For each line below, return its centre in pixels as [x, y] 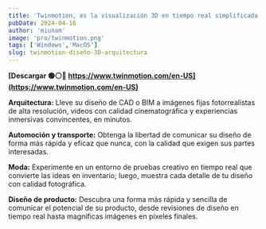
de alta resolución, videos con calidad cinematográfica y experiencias [123, 111]
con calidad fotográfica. [47, 184]
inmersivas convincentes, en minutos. [70, 119]
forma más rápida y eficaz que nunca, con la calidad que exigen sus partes [131, 143]
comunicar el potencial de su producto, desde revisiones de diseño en [123, 208]
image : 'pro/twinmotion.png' [57, 38]
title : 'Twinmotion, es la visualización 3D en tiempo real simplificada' [135, 16]
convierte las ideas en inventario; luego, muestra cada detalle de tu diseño [131, 175]
